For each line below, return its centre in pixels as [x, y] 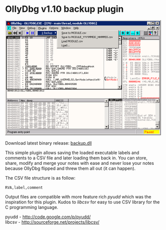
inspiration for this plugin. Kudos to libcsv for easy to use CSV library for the [83, 202]
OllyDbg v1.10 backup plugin [64, 9]
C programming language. [32, 207]
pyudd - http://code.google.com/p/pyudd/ [48, 217]
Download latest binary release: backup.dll [49, 143]
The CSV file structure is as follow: [40, 178]
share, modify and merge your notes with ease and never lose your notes [80, 163]
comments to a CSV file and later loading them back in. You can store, [76, 158]
